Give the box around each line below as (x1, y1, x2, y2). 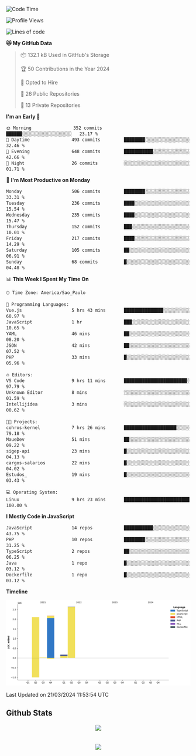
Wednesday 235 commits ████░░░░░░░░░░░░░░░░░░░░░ (6, 212, 190, 218)
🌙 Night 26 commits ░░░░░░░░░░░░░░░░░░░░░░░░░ (6, 160, 190, 166)
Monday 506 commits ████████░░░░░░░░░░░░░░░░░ (6, 188, 190, 194)
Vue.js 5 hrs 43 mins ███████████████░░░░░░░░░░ (6, 308, 190, 313)
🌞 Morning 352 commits (6, 125, 102, 131)
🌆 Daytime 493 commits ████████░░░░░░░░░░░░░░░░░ (6, 137, 190, 143)
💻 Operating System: (6, 490, 59, 495)
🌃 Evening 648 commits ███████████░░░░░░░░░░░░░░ (6, 148, 190, 154)
